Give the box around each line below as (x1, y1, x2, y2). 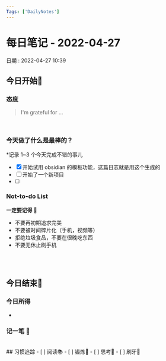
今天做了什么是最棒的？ (6, 136, 73, 145)
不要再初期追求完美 (14, 219, 62, 226)
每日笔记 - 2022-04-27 (6, 36, 120, 49)
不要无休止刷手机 (14, 241, 57, 248)
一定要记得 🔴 (6, 206, 37, 213)
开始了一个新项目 (22, 171, 64, 178)
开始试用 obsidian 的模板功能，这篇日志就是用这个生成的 (22, 164, 161, 171)
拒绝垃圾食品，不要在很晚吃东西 (14, 234, 93, 241)
